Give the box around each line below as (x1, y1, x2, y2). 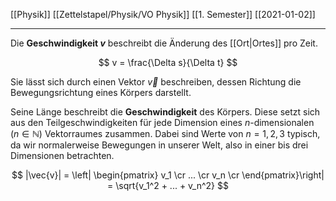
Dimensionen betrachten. (10, 150, 115, 161)
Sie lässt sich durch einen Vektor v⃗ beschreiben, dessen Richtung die (10, 76, 302, 88)
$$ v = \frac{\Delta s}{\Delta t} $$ (98, 57, 238, 68)
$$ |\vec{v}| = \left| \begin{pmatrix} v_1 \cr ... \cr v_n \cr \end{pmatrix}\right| (11, 169, 325, 181)
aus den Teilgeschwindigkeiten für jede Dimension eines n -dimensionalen (10, 117, 315, 128)
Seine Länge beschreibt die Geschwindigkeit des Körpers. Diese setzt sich (10, 106, 321, 118)
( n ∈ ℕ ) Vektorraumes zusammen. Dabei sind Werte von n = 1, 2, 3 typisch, (10, 128, 321, 139)
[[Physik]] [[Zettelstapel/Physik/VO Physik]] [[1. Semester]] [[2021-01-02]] (10, 9, 316, 20)
